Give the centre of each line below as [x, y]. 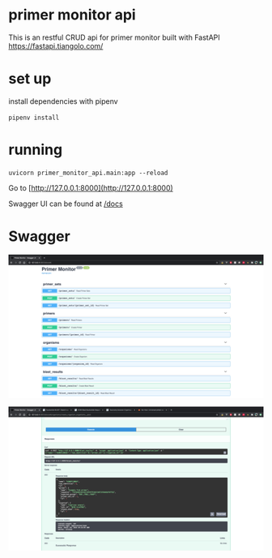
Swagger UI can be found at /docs [66, 204]
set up [30, 79]
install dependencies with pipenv [64, 101]
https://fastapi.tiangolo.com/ [56, 45]
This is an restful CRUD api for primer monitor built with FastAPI [114, 37]
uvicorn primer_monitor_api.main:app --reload [88, 173]
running [36, 150]
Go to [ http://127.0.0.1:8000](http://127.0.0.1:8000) [91, 187]
